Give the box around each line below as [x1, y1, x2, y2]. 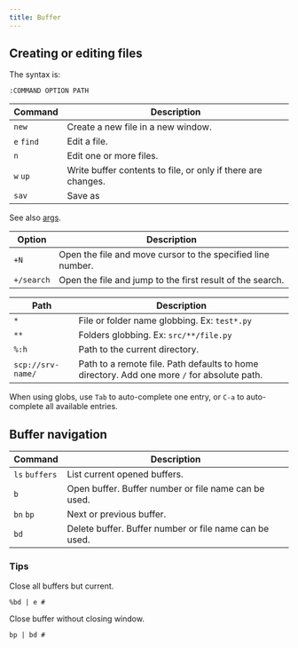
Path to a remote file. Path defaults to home [78, 358, 259, 370]
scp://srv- [13, 360, 59, 370]
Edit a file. [67, 135, 108, 147]
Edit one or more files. [67, 150, 159, 162]
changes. [67, 175, 106, 187]
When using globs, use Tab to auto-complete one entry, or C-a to [9, 391, 245, 402]
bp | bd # [9, 630, 46, 639]
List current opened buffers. [67, 468, 184, 480]
